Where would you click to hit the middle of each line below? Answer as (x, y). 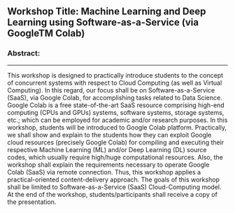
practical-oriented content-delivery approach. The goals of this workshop (114, 179)
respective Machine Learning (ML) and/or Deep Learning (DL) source (107, 149)
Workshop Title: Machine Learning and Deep (107, 12)
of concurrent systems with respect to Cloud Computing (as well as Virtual (115, 83)
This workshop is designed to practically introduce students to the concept (115, 75)
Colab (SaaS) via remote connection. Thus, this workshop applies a (104, 172)
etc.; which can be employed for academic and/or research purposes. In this (117, 120)
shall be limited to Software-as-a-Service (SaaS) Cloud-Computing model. (114, 187)
